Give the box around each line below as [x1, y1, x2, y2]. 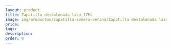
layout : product [5, 7, 40, 13]
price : [5, 21, 19, 27]
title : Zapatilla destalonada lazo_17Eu [5, 12, 93, 17]
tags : [5, 27, 17, 32]
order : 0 [5, 36, 24, 41]
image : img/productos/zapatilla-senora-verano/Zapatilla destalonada [5, 17, 157, 22]
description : [5, 31, 33, 36]
